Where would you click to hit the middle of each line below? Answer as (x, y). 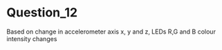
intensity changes (32, 38)
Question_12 (42, 13)
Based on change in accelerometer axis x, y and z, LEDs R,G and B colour (111, 32)
